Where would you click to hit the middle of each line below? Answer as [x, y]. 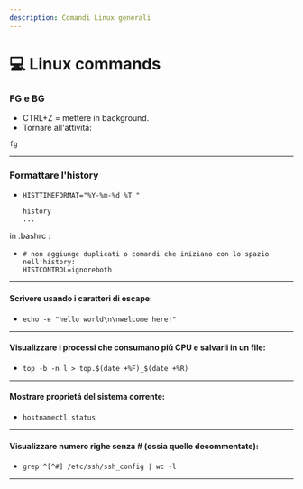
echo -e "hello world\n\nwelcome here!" [99, 319]
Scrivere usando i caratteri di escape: [81, 298]
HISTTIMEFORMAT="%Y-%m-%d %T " [81, 196]
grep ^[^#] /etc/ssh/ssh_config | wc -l [99, 467]
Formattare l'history [54, 175]
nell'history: [49, 263]
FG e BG [27, 98]
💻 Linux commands [85, 64]
